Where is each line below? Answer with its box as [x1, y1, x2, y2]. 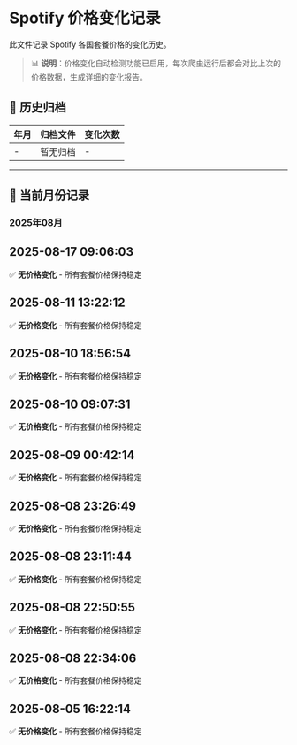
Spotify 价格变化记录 [9, 8, 161, 28]
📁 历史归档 [9, 100, 66, 115]
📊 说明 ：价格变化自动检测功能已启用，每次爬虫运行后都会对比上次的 [30, 58, 281, 68]
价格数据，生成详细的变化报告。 [30, 72, 148, 82]
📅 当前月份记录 [9, 188, 90, 204]
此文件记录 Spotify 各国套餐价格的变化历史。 [9, 39, 171, 50]
